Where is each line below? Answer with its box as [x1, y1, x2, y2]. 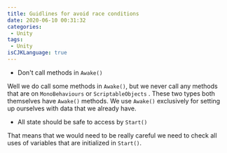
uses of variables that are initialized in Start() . [7, 138, 142, 147]
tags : [7, 36, 23, 43]
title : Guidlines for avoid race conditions [7, 10, 139, 17]
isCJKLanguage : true [7, 50, 68, 57]
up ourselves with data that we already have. [7, 104, 137, 112]
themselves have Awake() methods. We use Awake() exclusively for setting [7, 96, 221, 105]
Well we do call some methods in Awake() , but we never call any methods [7, 82, 219, 90]
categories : [7, 23, 42, 30]
